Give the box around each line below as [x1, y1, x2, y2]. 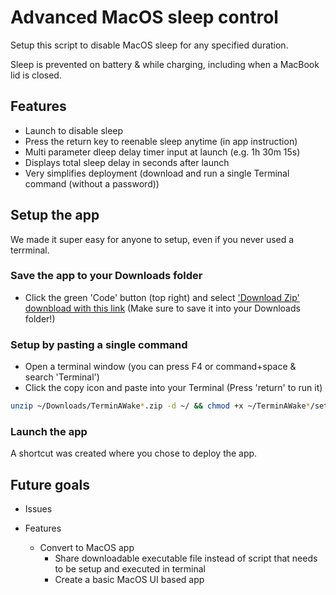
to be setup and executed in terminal [54, 563, 207, 575]
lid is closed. [10, 69, 62, 81]
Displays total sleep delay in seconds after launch [24, 156, 230, 168]
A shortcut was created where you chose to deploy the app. [10, 447, 258, 460]
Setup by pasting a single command [10, 337, 188, 351]
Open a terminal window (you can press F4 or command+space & [24, 361, 297, 373]
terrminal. [10, 244, 50, 256]
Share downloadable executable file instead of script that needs [54, 552, 318, 565]
